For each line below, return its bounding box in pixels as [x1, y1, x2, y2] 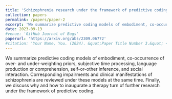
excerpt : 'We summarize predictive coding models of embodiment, [5, 22, 147, 27]
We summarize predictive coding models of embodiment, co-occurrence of [5, 55, 165, 61]
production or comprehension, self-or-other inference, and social [5, 66, 143, 72]
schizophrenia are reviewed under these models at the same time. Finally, [5, 76, 160, 83]
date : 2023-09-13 [5, 27, 42, 32]
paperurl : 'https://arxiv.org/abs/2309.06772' [5, 36, 106, 42]
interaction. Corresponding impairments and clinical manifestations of [5, 71, 153, 77]
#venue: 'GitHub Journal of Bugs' [5, 31, 79, 36]
